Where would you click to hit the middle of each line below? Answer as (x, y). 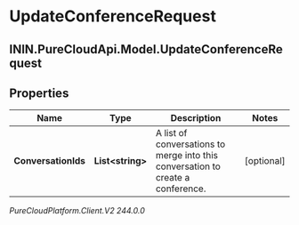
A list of (171, 133)
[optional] (265, 161)
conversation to (188, 166)
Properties (39, 93)
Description (196, 118)
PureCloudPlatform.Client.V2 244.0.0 (77, 211)
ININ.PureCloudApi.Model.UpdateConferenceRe (146, 49)
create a (173, 178)
